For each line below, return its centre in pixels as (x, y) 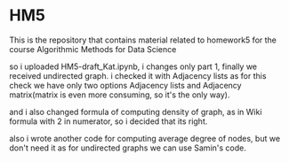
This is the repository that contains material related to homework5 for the (143, 40)
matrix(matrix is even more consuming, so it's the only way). (120, 95)
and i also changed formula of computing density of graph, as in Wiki (136, 112)
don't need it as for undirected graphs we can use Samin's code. (128, 148)
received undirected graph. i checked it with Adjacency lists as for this (138, 75)
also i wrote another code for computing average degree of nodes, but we (145, 138)
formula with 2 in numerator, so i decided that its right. (108, 121)
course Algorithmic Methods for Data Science (93, 49)
